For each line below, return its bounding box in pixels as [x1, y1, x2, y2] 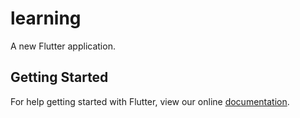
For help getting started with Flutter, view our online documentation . [10, 95, 290, 107]
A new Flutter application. [10, 40, 116, 52]
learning [10, 7, 82, 30]
